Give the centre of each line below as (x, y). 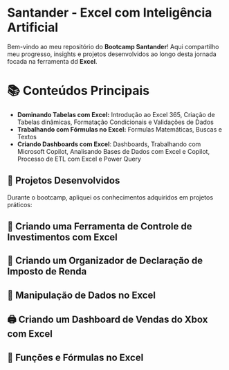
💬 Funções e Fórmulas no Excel (75, 357)
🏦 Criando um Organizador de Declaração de (105, 261)
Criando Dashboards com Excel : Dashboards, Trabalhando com (109, 144)
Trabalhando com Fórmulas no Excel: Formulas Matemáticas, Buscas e (120, 129)
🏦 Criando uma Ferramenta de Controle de (100, 227)
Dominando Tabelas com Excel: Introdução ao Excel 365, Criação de (116, 114)
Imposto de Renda (47, 272)
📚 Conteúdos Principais (79, 91)
